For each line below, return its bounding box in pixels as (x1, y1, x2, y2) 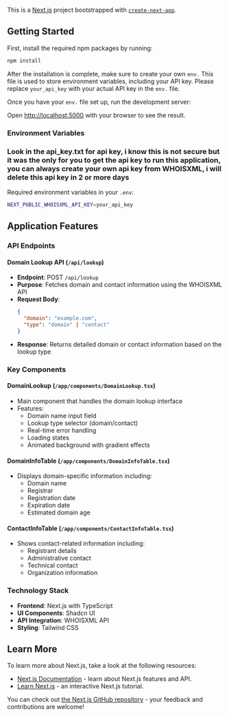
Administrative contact (27, 554, 91, 563)
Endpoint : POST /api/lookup (16, 273, 99, 281)
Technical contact (27, 561, 78, 569)
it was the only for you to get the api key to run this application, (7, 155, 221, 164)
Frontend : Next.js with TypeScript (16, 601, 113, 609)
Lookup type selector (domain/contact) (27, 419, 138, 427)
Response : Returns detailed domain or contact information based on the (16, 340, 222, 348)
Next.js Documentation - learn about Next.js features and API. (16, 675, 192, 683)
